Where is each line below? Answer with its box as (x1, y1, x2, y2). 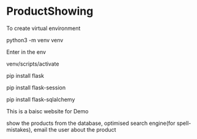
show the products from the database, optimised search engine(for (6, 119, 176, 127)
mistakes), (6, 126, 32, 133)
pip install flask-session (6, 84, 66, 91)
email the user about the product (33, 126, 116, 133)
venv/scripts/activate (6, 60, 59, 67)
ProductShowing (6, 4, 94, 18)
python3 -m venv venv (6, 36, 64, 43)
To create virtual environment (6, 24, 81, 32)
